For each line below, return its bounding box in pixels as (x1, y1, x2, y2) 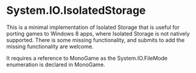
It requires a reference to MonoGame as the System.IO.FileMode (6, 54, 168, 62)
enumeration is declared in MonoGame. (6, 61, 105, 68)
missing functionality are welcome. (6, 43, 94, 50)
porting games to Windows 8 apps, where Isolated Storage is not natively (6, 30, 190, 37)
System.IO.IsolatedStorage (6, 4, 146, 17)
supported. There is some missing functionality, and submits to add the (6, 36, 185, 43)
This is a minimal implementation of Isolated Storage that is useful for (6, 24, 180, 31)
